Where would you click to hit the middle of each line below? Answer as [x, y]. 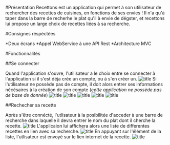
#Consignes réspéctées [30, 34]
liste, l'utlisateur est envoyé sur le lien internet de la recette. [68, 137]
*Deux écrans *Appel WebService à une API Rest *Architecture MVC [78, 44]
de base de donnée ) [27, 95]
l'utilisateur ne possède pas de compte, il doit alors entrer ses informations [84, 84]
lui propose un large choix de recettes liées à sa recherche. [68, 24]
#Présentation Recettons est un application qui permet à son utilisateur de [83, 7]
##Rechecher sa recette [31, 105]
